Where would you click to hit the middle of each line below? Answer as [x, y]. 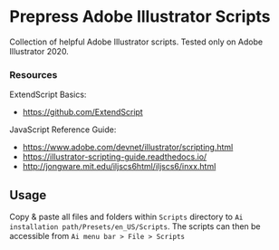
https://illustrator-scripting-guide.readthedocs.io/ [115, 157]
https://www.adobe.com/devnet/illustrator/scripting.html [128, 148]
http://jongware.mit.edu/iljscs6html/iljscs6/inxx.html [119, 167]
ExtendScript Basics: [48, 95]
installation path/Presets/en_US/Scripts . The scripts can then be [135, 226]
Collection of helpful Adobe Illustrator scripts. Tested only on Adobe [136, 42]
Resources [34, 74]
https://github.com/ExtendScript [82, 112]
